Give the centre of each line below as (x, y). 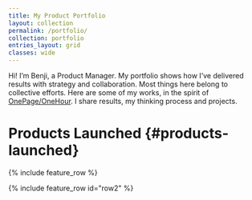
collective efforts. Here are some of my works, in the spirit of (109, 92)
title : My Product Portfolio (57, 16)
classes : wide (32, 53)
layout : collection (41, 23)
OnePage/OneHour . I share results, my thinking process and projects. (123, 101)
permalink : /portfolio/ (48, 30)
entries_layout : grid (45, 46)
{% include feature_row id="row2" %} (71, 188)
